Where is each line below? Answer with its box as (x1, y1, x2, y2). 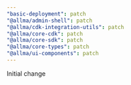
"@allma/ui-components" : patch (6, 50, 99, 57)
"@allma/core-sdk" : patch (6, 37, 83, 44)
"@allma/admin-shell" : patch (6, 17, 93, 24)
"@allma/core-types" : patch (6, 43, 90, 50)
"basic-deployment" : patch (6, 10, 86, 18)
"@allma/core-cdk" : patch (6, 30, 83, 38)
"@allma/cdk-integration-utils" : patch (6, 23, 125, 30)
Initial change (6, 69, 46, 78)
